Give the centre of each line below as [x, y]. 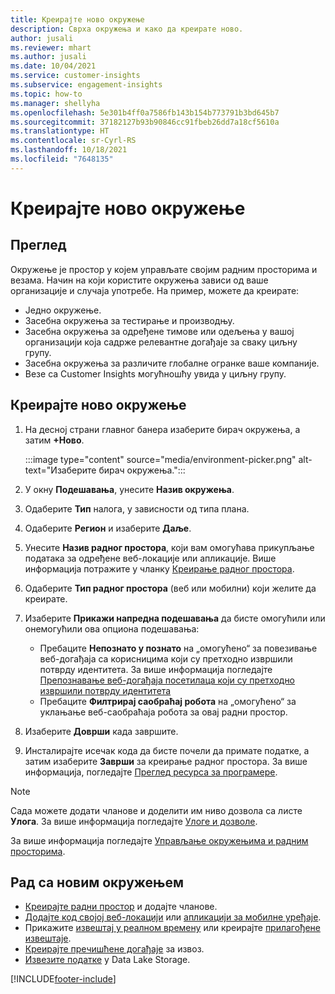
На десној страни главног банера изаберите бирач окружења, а [162, 429]
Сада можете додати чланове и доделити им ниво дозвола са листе [156, 810]
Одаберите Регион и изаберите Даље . [108, 528]
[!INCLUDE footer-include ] [63, 979]
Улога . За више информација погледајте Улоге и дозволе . [134, 821]
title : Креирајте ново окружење [77, 19]
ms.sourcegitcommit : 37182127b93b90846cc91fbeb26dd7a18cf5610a [145, 122]
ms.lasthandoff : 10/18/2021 [69, 150]
